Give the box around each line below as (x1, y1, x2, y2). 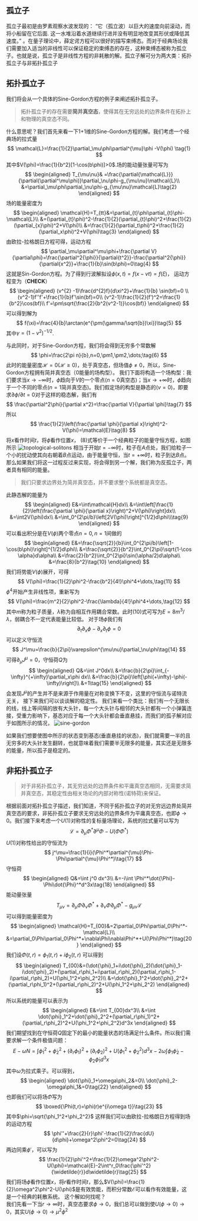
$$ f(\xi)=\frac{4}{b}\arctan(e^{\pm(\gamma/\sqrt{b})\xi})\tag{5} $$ (16, 319, 182, 327)
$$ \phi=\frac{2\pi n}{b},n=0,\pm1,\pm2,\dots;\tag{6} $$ (30, 351, 168, 359)
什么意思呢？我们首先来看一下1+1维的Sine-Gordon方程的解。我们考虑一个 (6, 128, 184, 135)
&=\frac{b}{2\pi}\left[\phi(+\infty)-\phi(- (92, 673, 187, 680)
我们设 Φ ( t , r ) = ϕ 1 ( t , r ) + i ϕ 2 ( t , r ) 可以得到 (6, 951, 103, 960)
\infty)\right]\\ (46, 679, 80, 686)
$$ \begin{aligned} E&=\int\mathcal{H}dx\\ (24, 501, 128, 508)
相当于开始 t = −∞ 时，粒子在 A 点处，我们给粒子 (73, 444, 187, 451)
